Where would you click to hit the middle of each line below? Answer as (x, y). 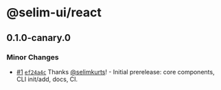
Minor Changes (33, 57)
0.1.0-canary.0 (39, 38)
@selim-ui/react (54, 13)
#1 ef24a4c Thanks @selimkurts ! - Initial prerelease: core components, (115, 72)
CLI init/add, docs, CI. (47, 79)
